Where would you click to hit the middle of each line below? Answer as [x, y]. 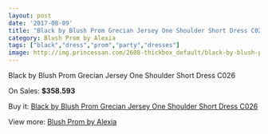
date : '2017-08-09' [41, 23]
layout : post [30, 16]
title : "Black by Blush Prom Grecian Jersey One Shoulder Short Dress [128, 30]
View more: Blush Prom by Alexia [63, 122]
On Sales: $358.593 [42, 91]
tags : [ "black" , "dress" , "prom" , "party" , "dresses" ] [94, 45]
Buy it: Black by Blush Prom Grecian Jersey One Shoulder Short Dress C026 [133, 106]
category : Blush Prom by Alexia [62, 38]
